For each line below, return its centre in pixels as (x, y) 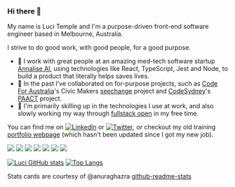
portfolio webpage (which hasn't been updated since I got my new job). (110, 135)
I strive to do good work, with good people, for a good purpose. (99, 48)
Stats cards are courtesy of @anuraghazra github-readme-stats (99, 176)
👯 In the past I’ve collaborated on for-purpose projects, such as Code (117, 84)
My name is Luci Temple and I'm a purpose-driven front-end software (108, 27)
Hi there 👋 (25, 11)
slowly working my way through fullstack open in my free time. (108, 114)
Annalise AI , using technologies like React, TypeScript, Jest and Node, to (122, 69)
